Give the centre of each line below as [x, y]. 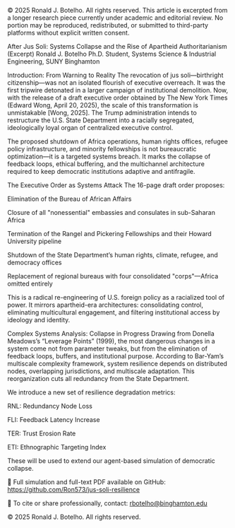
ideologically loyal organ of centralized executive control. [90, 128]
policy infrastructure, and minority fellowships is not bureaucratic [102, 149]
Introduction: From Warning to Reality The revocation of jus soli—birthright [115, 75]
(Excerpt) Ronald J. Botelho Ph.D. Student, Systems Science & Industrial [112, 54]
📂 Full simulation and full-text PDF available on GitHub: [86, 482]
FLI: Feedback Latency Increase [54, 420]
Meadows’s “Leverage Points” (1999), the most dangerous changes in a [111, 341]
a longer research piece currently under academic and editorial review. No [115, 18]
